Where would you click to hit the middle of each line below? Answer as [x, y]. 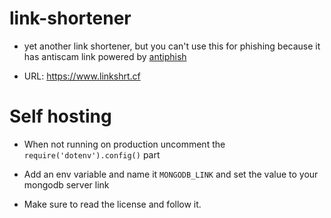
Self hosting [60, 116]
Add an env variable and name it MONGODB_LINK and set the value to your [171, 174]
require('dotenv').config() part [92, 154]
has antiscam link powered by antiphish [105, 56]
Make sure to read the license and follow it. [112, 204]
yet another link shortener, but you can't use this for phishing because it [172, 46]
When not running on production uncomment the [124, 144]
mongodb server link [66, 184]
